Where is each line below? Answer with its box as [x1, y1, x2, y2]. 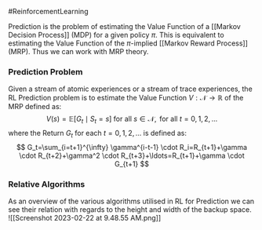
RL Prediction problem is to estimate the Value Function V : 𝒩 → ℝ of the [8, 93, 244, 103]
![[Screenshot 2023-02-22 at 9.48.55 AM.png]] [8, 214, 162, 223]
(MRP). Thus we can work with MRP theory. [8, 47, 149, 56]
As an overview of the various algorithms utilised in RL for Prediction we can [8, 196, 255, 206]
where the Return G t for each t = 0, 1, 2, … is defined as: [8, 129, 187, 140]
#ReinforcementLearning [8, 7, 89, 16]
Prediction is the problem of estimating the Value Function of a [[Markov [8, 22, 241, 31]
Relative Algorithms [8, 178, 86, 189]
